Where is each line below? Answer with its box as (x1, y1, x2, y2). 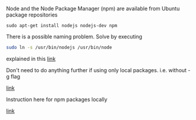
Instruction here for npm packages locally (6, 96, 107, 103)
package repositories (6, 11, 58, 18)
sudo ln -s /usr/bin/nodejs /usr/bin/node (6, 44, 112, 50)
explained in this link (6, 55, 56, 62)
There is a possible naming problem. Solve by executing (6, 33, 143, 40)
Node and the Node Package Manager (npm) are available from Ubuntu (6, 5, 180, 12)
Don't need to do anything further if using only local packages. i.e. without (6, 66, 187, 73)
